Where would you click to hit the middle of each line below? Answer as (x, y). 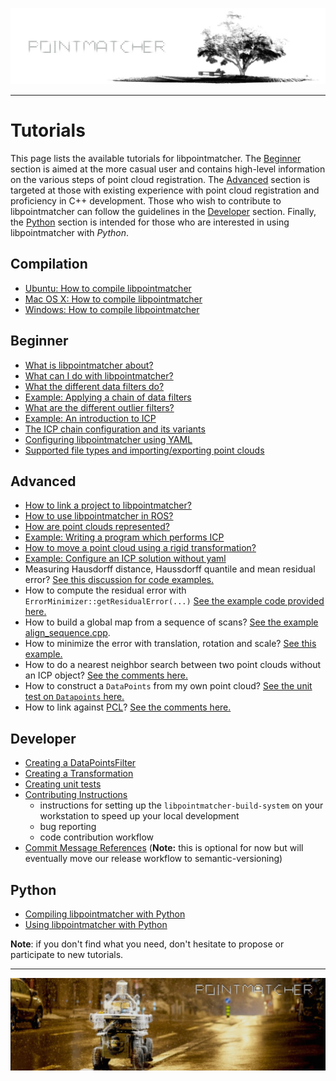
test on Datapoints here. (74, 697)
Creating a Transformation (79, 774)
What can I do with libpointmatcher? (99, 375)
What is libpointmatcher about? (89, 365)
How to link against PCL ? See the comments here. (128, 707)
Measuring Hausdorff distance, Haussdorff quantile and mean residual (170, 569)
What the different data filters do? (94, 386)
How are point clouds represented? (97, 527)
